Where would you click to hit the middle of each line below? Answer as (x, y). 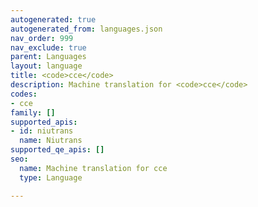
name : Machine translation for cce (93, 168)
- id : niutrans (42, 131)
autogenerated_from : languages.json (86, 29)
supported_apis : (44, 122)
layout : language (46, 66)
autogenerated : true (53, 19)
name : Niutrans (51, 141)
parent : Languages (48, 57)
